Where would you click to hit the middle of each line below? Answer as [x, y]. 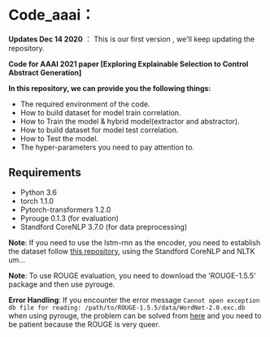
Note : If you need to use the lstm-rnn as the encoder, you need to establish [135, 242]
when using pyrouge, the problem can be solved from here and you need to [135, 315]
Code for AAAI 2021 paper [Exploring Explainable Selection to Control [128, 63]
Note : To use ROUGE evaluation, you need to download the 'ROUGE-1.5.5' [132, 275]
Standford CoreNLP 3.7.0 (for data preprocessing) [104, 227]
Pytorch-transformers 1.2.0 [65, 210]
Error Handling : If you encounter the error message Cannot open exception [134, 300]
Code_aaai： [52, 15]
